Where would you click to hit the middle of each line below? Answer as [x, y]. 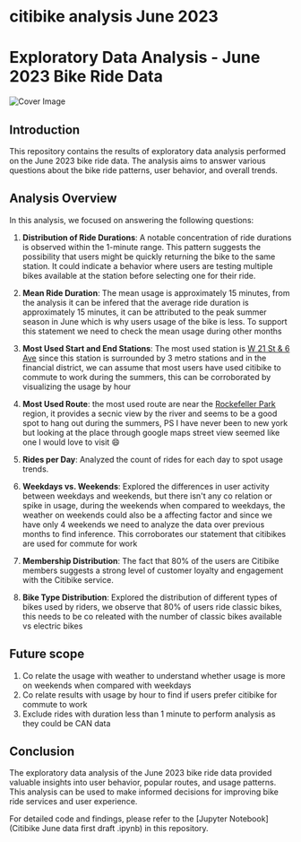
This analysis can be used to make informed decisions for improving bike [144, 792]
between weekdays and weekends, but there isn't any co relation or [147, 496]
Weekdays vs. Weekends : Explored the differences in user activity [146, 486]
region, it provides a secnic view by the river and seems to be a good [150, 413]
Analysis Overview [63, 199]
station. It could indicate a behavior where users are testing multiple [147, 265]
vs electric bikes [52, 626]
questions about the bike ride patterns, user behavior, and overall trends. [143, 170]
